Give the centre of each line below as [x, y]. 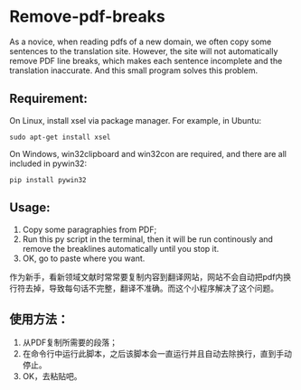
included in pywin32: [48, 163]
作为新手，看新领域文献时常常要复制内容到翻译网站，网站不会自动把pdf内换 [150, 276]
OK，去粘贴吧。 [52, 376]
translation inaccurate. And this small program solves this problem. [134, 70]
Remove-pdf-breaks [87, 17]
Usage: [30, 208]
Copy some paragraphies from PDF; [89, 229]
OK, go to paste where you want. [84, 258]
